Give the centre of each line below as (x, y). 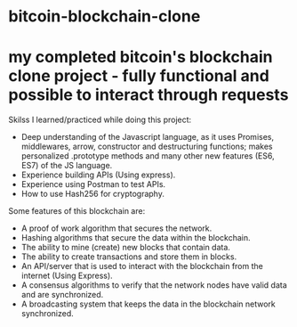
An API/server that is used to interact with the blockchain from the (142, 266)
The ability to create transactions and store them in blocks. (129, 257)
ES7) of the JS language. (67, 166)
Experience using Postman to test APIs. (93, 184)
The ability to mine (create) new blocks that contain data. (125, 248)
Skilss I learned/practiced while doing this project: (100, 120)
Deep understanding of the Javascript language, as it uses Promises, (148, 137)
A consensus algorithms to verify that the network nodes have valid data (154, 285)
